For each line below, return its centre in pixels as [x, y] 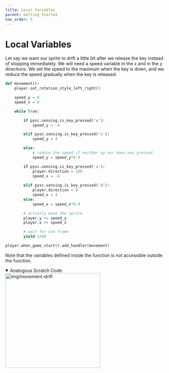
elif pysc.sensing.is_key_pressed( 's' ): [67, 134]
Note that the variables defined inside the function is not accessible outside [84, 255]
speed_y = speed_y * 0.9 [56, 157]
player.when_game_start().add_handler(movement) [57, 246]
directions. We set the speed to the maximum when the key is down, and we [85, 69]
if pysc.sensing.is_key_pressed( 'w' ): [64, 120]
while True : [27, 111]
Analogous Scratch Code [36, 270]
